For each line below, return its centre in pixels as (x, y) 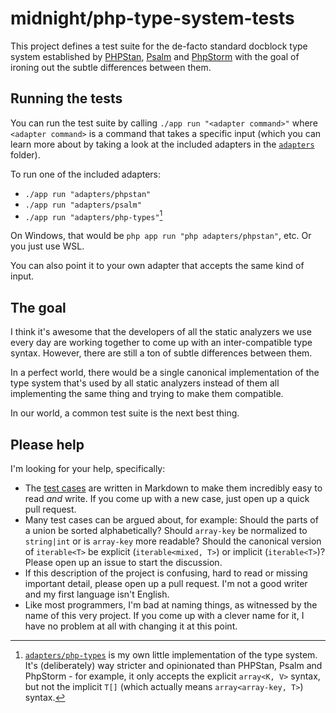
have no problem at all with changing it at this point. (131, 626)
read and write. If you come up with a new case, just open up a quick (167, 499)
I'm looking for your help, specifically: (88, 469)
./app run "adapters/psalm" (83, 205)
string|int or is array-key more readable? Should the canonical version (173, 541)
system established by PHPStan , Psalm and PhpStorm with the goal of (155, 56)
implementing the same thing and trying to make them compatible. (147, 394)
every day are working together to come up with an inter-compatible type (161, 343)
